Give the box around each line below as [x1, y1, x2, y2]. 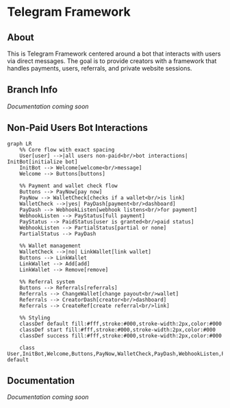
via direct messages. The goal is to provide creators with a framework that [7, 57, 217, 65]
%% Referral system [19, 278, 75, 285]
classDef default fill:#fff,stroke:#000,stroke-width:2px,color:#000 [19, 320, 222, 327]
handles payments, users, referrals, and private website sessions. [7, 64, 192, 72]
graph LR [7, 140, 32, 147]
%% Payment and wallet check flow [19, 182, 118, 189]
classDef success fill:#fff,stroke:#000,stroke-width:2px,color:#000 [19, 332, 222, 339]
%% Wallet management [19, 242, 81, 249]
